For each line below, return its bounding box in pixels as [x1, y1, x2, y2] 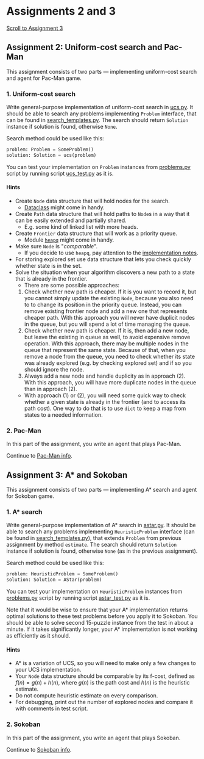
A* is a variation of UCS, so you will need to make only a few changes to [15, 660, 196, 667]
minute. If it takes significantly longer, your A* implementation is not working [6, 625, 198, 633]
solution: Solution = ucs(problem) [6, 152, 97, 158]
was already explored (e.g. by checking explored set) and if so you [24, 359, 192, 367]
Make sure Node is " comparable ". [15, 243, 98, 250]
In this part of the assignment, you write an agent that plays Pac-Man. [6, 441, 181, 448]
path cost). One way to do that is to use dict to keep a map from [24, 405, 186, 412]
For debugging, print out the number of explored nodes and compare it [15, 699, 193, 706]
